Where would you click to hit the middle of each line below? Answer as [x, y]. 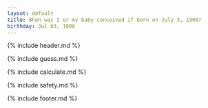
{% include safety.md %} [43, 85]
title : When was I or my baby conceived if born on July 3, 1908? [104, 20]
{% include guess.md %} [42, 59]
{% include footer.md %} [42, 98]
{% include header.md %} [44, 46]
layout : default [30, 13]
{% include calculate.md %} [47, 72]
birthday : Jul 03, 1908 [41, 26]
